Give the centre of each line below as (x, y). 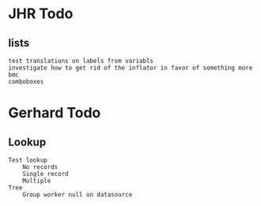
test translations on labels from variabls (81, 61)
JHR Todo (41, 14)
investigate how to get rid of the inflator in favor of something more (130, 68)
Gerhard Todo (55, 113)
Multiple (37, 181)
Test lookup (28, 160)
